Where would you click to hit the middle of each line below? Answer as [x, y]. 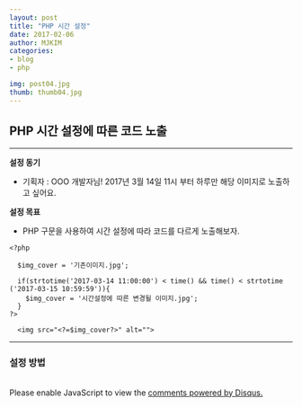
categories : [31, 51]
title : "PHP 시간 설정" [50, 26]
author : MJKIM [36, 43]
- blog [22, 59]
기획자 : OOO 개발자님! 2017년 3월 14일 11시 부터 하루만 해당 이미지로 [144, 181]
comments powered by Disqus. [205, 393]
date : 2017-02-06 [42, 34]
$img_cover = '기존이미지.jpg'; [73, 266]
